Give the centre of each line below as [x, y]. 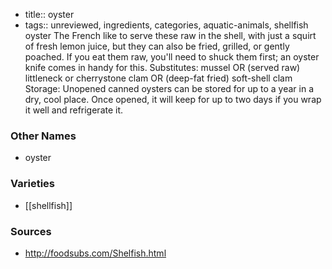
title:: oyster [49, 14]
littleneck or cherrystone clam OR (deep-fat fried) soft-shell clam [158, 78]
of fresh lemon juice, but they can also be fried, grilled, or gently [157, 46]
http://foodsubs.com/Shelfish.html [95, 253]
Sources [31, 231]
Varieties [32, 184]
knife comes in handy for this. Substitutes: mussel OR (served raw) [162, 67]
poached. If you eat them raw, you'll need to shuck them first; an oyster [172, 57]
